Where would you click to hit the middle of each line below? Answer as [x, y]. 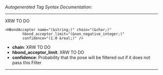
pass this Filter [27, 63]
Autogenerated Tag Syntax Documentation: [49, 7]
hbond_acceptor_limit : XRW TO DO [48, 52]
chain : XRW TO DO [31, 47]
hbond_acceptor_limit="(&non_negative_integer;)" [73, 34]
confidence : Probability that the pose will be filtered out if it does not [81, 57]
